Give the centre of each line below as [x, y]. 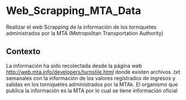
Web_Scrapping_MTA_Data [74, 11]
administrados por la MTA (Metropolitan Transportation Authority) [85, 33]
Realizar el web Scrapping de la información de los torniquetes [81, 27]
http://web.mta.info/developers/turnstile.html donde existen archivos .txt [93, 72]
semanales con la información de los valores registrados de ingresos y [91, 78]
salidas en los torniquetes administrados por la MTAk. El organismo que [92, 84]
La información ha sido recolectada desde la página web [74, 65]
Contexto [23, 52]
